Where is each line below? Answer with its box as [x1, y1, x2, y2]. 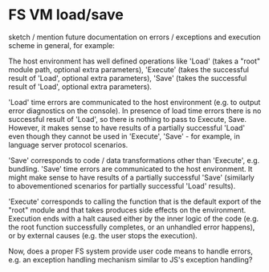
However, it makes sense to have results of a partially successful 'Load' [8, 123, 246, 132]
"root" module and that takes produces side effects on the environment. [8, 205, 247, 214]
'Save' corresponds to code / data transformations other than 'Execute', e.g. [8, 155, 260, 165]
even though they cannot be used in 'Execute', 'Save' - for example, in [8, 131, 241, 141]
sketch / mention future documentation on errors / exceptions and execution [8, 32, 261, 42]
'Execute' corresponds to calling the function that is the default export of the [8, 197, 262, 206]
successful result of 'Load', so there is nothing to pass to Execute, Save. [8, 114, 247, 124]
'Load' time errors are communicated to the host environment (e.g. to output [8, 97, 261, 107]
